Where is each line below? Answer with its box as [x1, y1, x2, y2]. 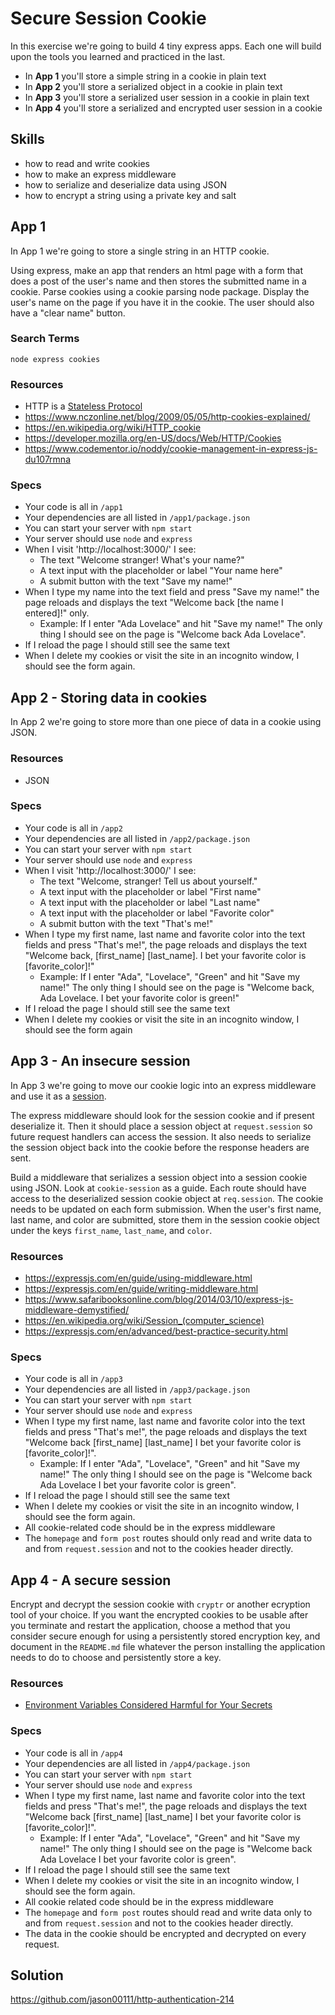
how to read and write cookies [24, 157, 150, 169]
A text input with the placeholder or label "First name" [39, 885, 262, 897]
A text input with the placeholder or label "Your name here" [39, 565, 283, 577]
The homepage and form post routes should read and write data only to [24, 1906, 313, 1918]
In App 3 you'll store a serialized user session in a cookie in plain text [24, 91, 310, 103]
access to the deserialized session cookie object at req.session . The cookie [10, 1192, 324, 1204]
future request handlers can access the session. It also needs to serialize [10, 1130, 312, 1142]
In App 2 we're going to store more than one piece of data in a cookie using [10, 716, 322, 728]
